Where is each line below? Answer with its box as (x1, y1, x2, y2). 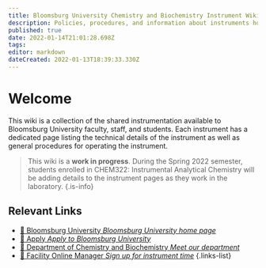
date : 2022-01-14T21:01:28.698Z (8, 33, 115, 42)
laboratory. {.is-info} (27, 181, 94, 191)
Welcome (8, 90, 72, 108)
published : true (8, 26, 62, 34)
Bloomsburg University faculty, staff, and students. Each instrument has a (8, 124, 248, 134)
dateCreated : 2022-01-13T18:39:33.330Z (8, 56, 140, 64)
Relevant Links (8, 205, 82, 218)
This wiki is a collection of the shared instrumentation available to (8, 115, 222, 125)
